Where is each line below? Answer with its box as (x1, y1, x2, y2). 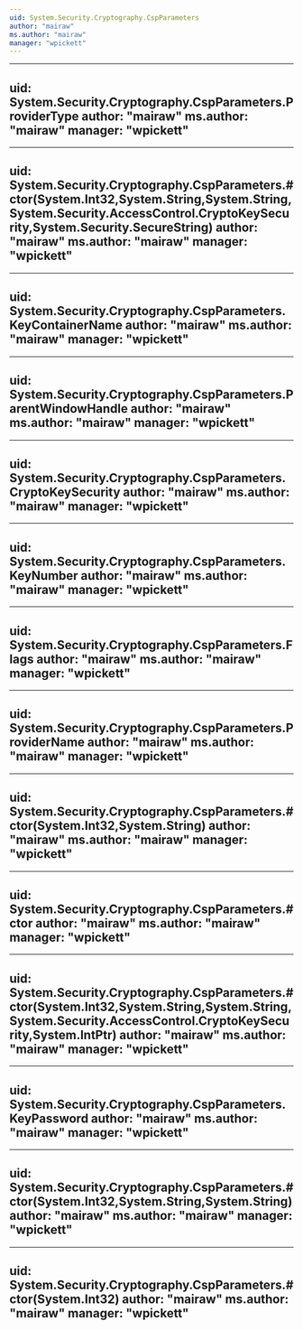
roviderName (9, 735, 86, 750)
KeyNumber (9, 568, 78, 583)
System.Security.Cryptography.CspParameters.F (9, 637, 293, 653)
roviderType (9, 108, 79, 124)
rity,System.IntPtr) (9, 1027, 117, 1043)
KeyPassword (9, 1111, 88, 1126)
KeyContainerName (9, 318, 124, 333)
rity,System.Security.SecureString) (9, 220, 214, 236)
